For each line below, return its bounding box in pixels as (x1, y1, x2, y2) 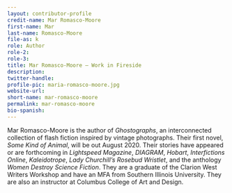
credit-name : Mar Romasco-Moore (7, 17, 101, 24)
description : (7, 68, 45, 75)
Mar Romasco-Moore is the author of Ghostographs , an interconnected (7, 126, 212, 134)
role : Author (7, 42, 45, 49)
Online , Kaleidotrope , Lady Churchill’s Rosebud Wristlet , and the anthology (7, 156, 222, 164)
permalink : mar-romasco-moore (7, 101, 95, 108)
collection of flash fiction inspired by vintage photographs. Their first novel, (7, 133, 224, 142)
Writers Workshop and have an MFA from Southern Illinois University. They (7, 170, 222, 178)
